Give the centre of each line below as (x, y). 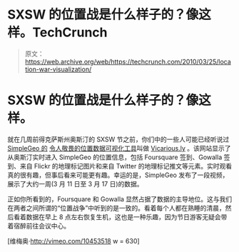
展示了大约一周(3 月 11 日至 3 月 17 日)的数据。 (76, 183)
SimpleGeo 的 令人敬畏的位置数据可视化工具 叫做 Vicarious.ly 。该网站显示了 (119, 148)
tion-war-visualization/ (58, 69)
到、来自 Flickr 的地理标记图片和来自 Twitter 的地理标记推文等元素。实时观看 (120, 166)
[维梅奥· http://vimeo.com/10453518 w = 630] (74, 241)
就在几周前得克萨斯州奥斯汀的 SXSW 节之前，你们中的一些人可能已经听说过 (118, 139)
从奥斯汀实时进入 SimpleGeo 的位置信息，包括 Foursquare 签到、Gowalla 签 (119, 157)
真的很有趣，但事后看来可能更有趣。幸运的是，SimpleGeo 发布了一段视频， (118, 175)
